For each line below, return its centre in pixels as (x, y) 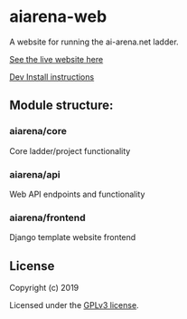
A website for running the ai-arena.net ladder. (94, 42)
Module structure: (61, 106)
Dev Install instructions (52, 77)
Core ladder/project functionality (70, 150)
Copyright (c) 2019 (44, 288)
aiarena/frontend (47, 217)
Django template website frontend (73, 237)
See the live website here (56, 59)
